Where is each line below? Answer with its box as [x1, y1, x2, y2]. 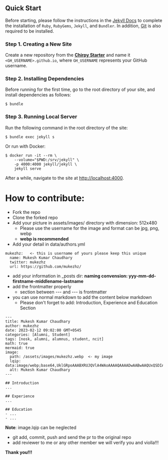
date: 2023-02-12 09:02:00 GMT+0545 [5, 327, 81, 333]
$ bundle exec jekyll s [5, 134, 55, 140]
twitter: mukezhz [9, 260, 46, 265]
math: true [5, 341, 28, 346]
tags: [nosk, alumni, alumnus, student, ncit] [5, 336, 104, 341]
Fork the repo [12, 209, 41, 215]
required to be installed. [5, 28, 54, 34]
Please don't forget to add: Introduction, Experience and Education [19, 299, 157, 305]
